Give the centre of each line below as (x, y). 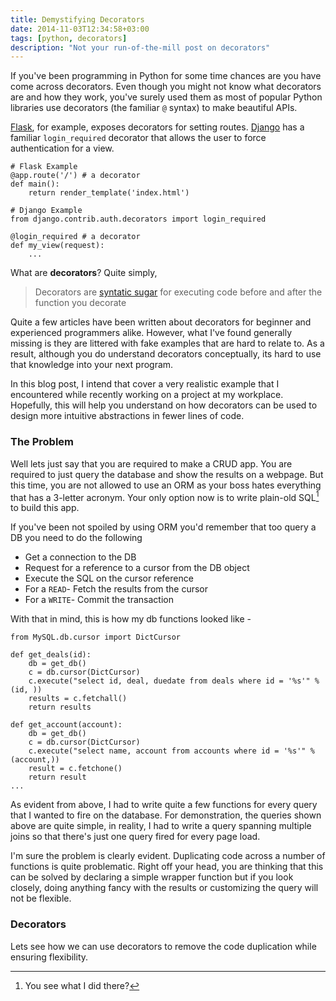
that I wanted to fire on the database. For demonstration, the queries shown (166, 815)
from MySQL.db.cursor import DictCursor (96, 637)
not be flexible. (41, 898)
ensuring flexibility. (49, 957)
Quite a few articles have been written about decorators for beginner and (161, 322)
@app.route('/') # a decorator (75, 176)
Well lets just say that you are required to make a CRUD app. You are (151, 463)
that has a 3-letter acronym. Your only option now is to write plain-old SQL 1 (165, 496)
